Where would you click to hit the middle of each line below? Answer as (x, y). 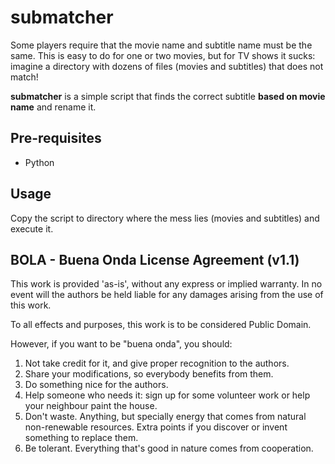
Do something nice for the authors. (96, 385)
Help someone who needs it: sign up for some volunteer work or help (167, 395)
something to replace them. (81, 438)
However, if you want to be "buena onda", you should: (121, 344)
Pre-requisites (56, 138)
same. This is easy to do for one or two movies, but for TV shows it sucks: (163, 55)
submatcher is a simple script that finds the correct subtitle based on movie (168, 96)
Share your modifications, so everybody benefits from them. (149, 374)
